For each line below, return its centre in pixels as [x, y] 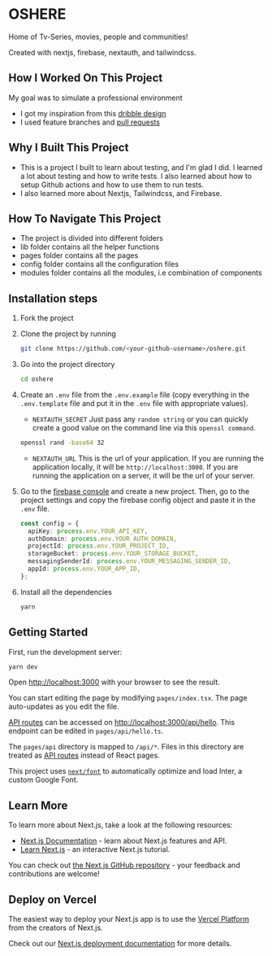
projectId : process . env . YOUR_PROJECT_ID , [99, 546]
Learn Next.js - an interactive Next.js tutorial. [95, 849]
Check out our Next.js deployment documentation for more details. [120, 943]
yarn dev [23, 667]
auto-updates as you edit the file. [64, 707]
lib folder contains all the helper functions [90, 247]
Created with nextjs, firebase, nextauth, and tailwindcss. [102, 52]
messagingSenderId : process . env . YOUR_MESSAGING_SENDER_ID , [130, 561]
